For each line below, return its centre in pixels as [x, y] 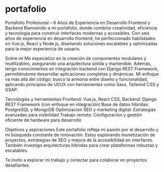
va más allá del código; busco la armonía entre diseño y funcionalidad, [77, 79]
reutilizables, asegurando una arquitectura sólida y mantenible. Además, [78, 63]
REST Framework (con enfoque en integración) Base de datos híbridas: [77, 104]
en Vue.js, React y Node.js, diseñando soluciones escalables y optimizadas [81, 43]
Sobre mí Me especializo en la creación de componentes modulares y [76, 58]
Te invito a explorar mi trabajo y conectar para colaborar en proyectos [76, 160]
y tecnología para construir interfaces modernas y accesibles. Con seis [77, 33]
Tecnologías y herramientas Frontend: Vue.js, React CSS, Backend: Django [81, 99]
